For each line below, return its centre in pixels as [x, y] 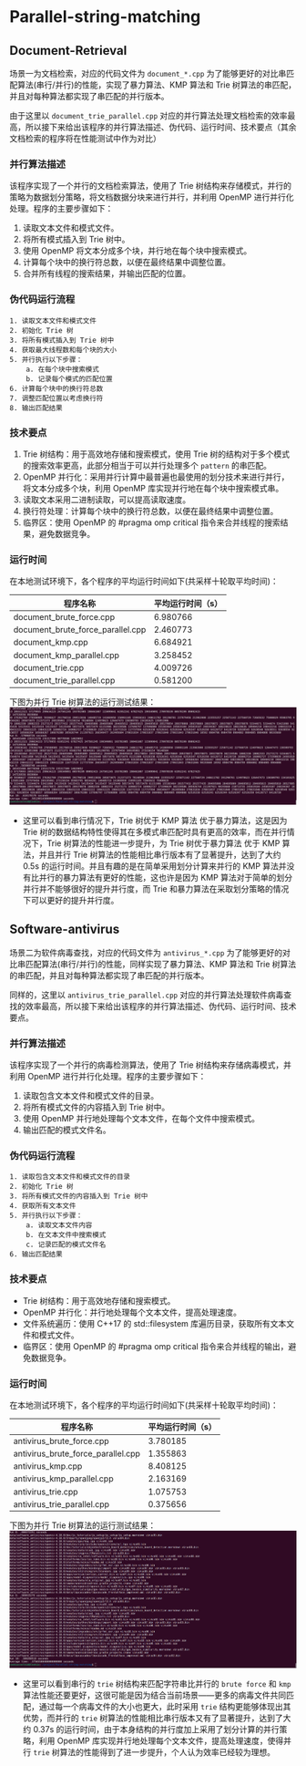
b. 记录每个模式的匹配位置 [69, 379]
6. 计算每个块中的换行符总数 [56, 388]
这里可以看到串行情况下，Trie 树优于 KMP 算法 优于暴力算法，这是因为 [155, 820]
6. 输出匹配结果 [36, 1255]
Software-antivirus [65, 929]
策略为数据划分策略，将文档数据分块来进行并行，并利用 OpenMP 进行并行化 [152, 197]
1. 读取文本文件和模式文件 [53, 321]
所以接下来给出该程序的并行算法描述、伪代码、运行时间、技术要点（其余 [161, 127]
